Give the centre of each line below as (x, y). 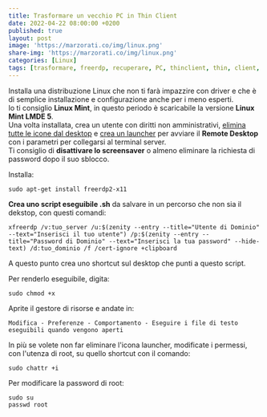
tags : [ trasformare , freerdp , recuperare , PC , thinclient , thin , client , (134, 68)
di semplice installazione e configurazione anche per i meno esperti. (121, 99)
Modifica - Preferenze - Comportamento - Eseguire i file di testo (123, 323)
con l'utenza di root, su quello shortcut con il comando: (99, 353)
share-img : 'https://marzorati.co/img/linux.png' (93, 53)
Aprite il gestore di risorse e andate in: (71, 308)
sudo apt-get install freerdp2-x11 (68, 189)
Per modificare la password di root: (66, 383)
